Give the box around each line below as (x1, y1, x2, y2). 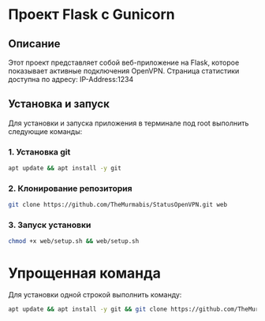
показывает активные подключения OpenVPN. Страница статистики (8, 66, 240, 76)
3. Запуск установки (8, 219, 91, 230)
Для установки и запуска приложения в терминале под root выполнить (8, 118, 249, 128)
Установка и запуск (8, 97, 110, 111)
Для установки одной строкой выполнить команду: (8, 290, 182, 300)
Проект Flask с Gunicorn (8, 6, 175, 24)
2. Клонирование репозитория (8, 183, 132, 194)
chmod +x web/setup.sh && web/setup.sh (8, 237, 140, 245)
